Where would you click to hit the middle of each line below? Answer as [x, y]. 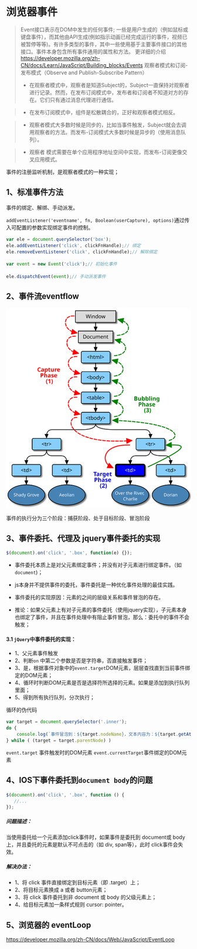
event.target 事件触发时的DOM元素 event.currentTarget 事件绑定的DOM [94, 752]
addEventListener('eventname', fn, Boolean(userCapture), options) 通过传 [98, 220]
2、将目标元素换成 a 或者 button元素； [61, 890]
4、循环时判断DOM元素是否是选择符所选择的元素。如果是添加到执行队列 [102, 683]
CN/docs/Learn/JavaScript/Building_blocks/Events [81, 65]
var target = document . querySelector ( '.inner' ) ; [67, 722]
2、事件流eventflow [43, 296]
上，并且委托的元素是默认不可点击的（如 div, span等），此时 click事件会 [92, 845]
